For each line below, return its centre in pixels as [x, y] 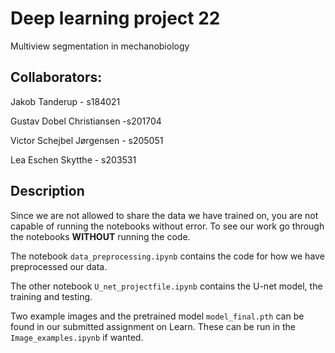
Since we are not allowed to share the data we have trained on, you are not [164, 215]
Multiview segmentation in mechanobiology [100, 46]
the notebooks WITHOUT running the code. [100, 236]
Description [47, 191]
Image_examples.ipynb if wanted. [77, 337]
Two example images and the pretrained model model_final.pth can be [157, 316]
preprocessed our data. [59, 266]
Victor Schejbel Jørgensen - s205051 [87, 140]
